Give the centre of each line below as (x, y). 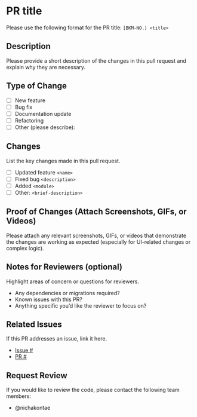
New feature (30, 100)
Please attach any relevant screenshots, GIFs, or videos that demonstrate (96, 235)
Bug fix (24, 107)
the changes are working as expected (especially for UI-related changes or (98, 242)
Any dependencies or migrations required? (67, 293)
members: (19, 396)
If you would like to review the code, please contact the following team (93, 390)
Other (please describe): (45, 127)
